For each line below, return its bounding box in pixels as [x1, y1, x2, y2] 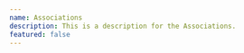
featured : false [9, 30, 70, 39]
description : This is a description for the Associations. [9, 22, 237, 31]
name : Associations [9, 13, 83, 22]
